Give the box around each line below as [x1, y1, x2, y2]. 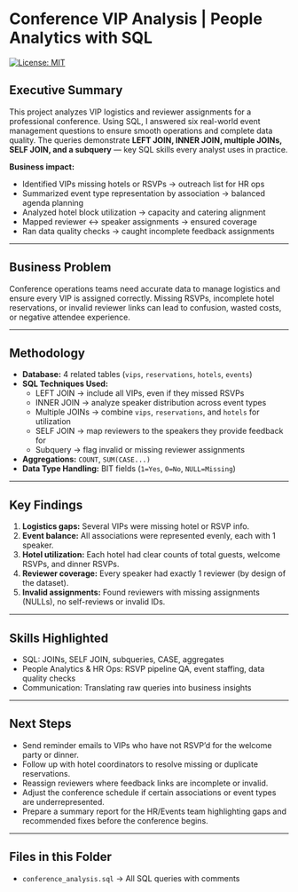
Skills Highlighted [9, 630, 109, 645]
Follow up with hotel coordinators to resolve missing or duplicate [21, 759, 259, 770]
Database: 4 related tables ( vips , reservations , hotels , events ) [21, 369, 253, 380]
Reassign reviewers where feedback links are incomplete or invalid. [21, 778, 269, 788]
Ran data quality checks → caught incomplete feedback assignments [21, 225, 275, 236]
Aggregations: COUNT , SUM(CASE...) [21, 454, 151, 465]
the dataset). [21, 578, 69, 588]
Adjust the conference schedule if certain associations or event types [21, 786, 277, 798]
